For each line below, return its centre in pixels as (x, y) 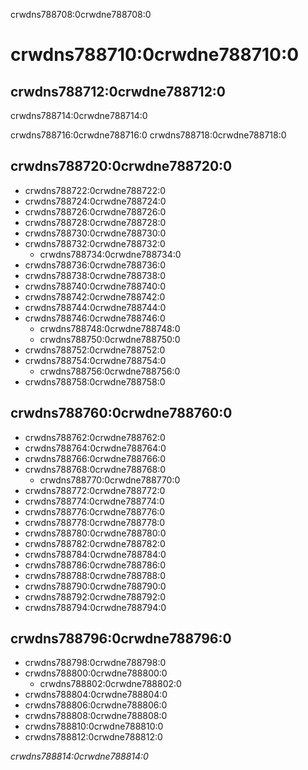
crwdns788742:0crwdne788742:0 (95, 296)
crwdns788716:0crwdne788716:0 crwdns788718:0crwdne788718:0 (148, 135)
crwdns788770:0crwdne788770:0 (110, 480)
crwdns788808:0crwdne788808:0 (96, 716)
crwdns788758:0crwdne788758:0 (95, 381)
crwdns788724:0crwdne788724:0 (95, 201)
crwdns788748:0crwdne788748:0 (110, 328)
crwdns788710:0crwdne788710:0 (155, 55)
